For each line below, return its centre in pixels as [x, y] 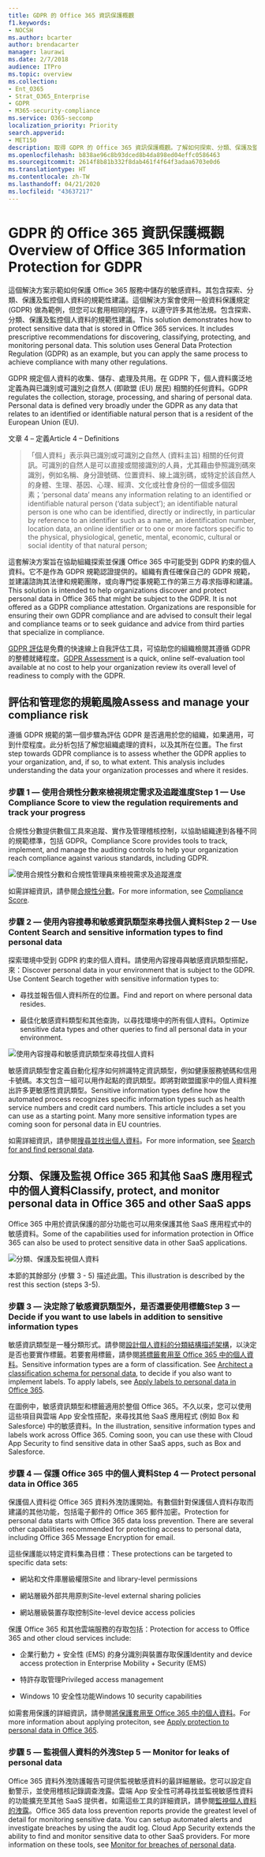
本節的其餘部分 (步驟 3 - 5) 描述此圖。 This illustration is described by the [127, 1276]
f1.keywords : [30, 23]
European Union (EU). [43, 422]
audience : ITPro [35, 67]
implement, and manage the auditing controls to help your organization [123, 850]
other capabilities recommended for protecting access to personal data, [125, 1529]
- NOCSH [21, 30]
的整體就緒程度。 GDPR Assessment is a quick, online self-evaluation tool [127, 658]
